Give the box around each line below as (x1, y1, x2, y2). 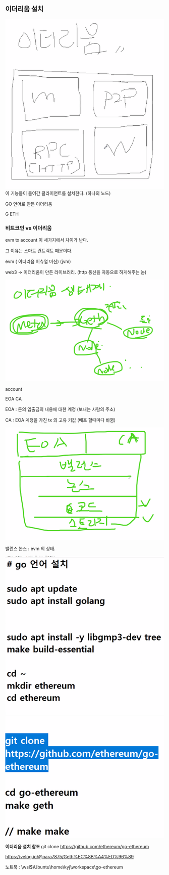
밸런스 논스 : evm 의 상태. (5, 545, 55, 551)
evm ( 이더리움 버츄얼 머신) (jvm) (5, 258, 71, 264)
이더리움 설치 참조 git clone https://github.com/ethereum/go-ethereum (5, 843, 149, 849)
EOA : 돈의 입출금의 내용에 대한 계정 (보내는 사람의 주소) (5, 406, 116, 412)
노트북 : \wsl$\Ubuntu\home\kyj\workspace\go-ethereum (5, 864, 124, 870)
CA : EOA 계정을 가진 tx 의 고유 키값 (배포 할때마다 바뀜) (5, 417, 116, 423)
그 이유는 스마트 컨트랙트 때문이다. (5, 247, 73, 254)
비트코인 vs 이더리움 (5, 224, 52, 232)
